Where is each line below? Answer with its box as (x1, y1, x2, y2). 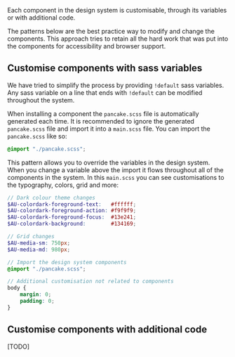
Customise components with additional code (7, 323, 208, 336)
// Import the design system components (7, 259, 128, 266)
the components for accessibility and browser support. (7, 42, 166, 50)
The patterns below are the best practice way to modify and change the (7, 27, 215, 35)
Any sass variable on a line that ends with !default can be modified (7, 88, 203, 97)
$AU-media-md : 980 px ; (7, 246, 71, 253)
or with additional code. (7, 13, 76, 22)
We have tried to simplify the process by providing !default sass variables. (7, 81, 224, 89)
